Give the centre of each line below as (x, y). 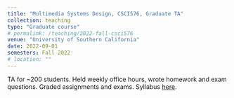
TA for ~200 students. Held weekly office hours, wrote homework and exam (117, 79)
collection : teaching (39, 20)
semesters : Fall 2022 (39, 53)
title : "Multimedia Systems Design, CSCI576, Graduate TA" (96, 14)
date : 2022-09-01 (33, 46)
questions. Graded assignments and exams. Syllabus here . (92, 86)
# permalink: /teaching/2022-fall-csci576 (70, 33)
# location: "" (30, 59)
